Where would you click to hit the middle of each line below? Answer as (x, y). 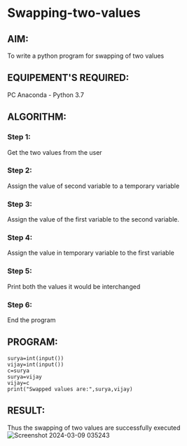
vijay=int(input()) (36, 364)
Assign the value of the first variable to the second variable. (93, 219)
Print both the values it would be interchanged (74, 286)
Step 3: (20, 204)
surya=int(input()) (36, 358)
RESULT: (26, 410)
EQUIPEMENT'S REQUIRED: (68, 78)
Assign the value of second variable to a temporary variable (93, 186)
